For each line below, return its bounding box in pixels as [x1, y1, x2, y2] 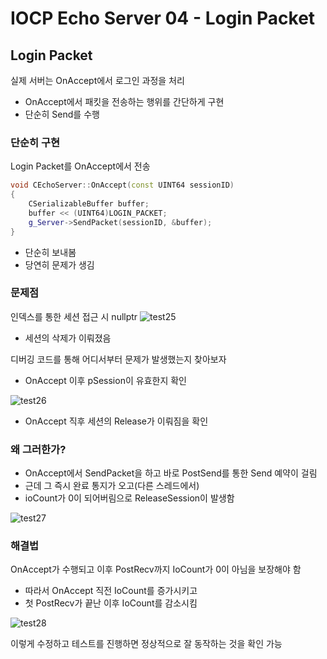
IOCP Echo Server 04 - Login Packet [10, 7, 316, 30]
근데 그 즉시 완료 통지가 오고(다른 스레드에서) [24, 480, 200, 492]
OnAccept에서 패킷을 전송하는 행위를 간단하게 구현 [24, 96, 225, 107]
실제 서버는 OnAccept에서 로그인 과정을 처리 [10, 75, 185, 86]
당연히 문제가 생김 [24, 258, 95, 271]
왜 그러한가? [10, 442, 67, 456]
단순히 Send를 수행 [24, 108, 100, 120]
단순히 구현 [10, 135, 61, 149]
